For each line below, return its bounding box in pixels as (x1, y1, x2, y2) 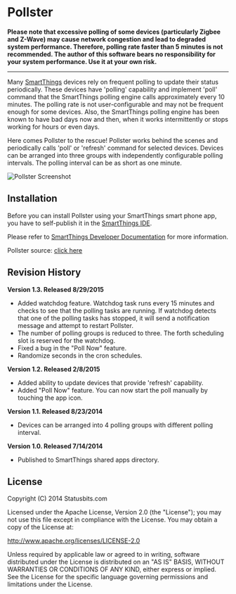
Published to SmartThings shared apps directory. (17, 455, 159, 464)
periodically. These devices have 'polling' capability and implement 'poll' (7, 85, 218, 94)
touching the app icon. (17, 393, 83, 402)
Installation (7, 193, 58, 205)
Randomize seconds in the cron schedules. (17, 351, 143, 360)
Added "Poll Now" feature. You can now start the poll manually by (17, 386, 209, 394)
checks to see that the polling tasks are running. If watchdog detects (17, 306, 216, 315)
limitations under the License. (7, 580, 93, 588)
